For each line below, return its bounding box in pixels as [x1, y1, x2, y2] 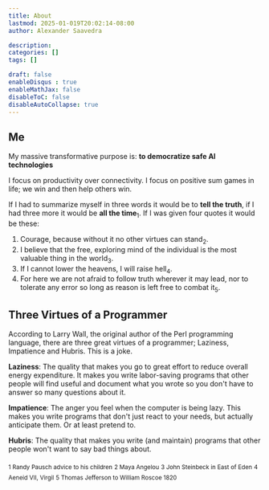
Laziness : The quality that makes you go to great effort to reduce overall [8, 361, 249, 371]
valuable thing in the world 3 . [19, 253, 114, 265]
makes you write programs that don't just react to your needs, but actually [8, 411, 254, 421]
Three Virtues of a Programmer [8, 308, 168, 321]
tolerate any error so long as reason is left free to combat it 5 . [19, 283, 221, 294]
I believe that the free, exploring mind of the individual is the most [19, 244, 237, 254]
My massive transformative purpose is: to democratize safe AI [8, 152, 216, 161]
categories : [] [8, 49, 59, 57]
